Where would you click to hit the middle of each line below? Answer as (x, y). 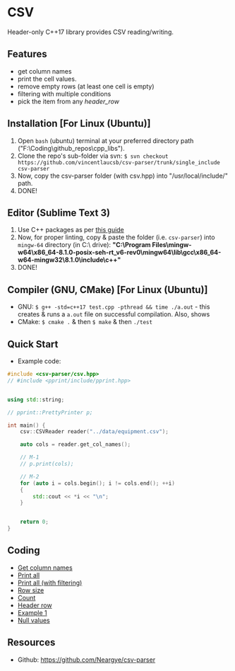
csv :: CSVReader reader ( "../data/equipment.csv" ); (95, 432)
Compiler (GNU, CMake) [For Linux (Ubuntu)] (108, 290)
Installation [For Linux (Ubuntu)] (79, 124)
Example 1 (32, 612)
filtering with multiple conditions (64, 93)
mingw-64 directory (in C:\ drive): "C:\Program (84, 245)
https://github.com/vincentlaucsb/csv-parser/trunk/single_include (119, 162)
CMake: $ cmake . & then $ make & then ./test (85, 322)
